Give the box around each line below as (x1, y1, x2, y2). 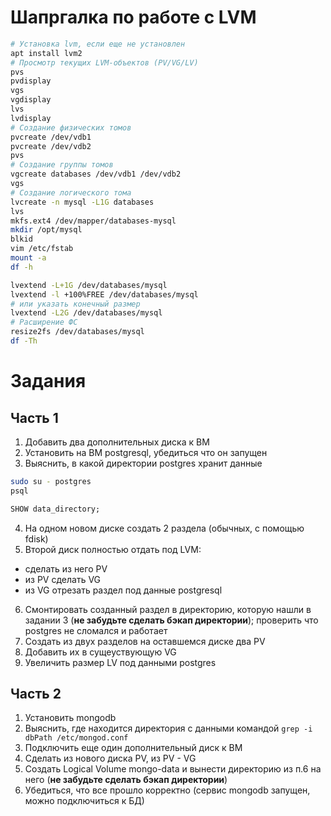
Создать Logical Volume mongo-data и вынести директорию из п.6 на (24, 763, 322, 775)
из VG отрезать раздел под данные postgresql (24, 584, 223, 596)
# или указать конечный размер (10, 299, 141, 309)
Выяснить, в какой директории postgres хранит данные (24, 457, 263, 469)
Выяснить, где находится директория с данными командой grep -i (24, 722, 313, 735)
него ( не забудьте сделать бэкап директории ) (24, 774, 228, 786)
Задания (10, 370, 87, 393)
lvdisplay (10, 113, 52, 123)
